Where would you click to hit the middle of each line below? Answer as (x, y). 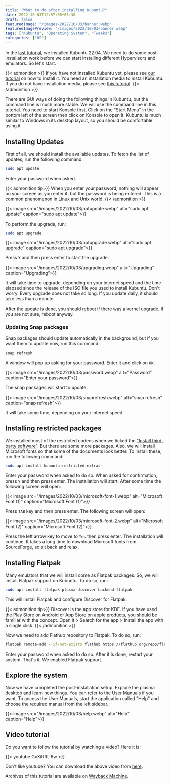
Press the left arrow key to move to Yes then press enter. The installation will (84, 536)
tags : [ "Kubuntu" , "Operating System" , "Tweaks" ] (59, 33)
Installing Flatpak (33, 563)
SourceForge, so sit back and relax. (42, 547)
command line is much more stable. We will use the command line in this (81, 104)
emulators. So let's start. (31, 63)
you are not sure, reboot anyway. (40, 314)
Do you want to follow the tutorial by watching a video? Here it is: (73, 747)
